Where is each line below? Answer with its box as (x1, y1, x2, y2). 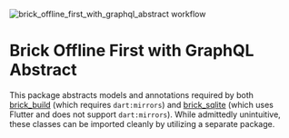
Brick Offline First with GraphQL (9, 41, 254, 61)
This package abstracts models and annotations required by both (9, 89, 254, 100)
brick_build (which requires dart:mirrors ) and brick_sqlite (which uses (9, 99, 274, 110)
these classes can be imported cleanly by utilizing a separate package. (9, 118, 275, 129)
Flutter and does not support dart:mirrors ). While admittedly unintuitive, (9, 109, 282, 120)
